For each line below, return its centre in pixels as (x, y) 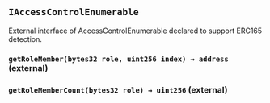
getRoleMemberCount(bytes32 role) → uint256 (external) (118, 89)
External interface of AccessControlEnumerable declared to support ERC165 (135, 31)
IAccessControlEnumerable (74, 12)
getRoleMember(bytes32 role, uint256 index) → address (118, 59)
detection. (25, 39)
